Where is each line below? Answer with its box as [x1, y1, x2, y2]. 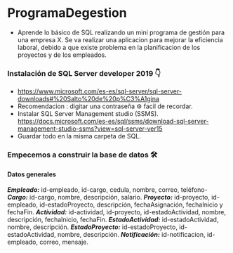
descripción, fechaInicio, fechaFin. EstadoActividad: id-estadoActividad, [7, 216, 219, 224]
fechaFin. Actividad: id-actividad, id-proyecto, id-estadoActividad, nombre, [7, 208, 227, 216]
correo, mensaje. [39, 238, 89, 247]
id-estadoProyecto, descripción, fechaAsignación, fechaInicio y [39, 200, 223, 209]
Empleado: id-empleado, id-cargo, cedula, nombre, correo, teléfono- [7, 186, 208, 194]
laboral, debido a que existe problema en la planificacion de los [17, 43, 201, 51]
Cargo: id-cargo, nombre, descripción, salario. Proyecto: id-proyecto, [7, 193, 211, 202]
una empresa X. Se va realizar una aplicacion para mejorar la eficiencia [17, 35, 223, 44]
